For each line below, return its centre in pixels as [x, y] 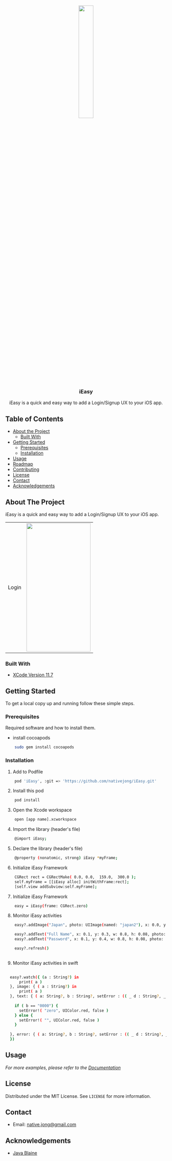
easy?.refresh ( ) [32, 948]
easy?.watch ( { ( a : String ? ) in [45, 977]
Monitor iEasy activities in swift [45, 963]
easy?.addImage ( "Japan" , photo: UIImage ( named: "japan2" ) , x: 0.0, [88, 925]
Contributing [26, 469]
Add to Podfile [28, 772]
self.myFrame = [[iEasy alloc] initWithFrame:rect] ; [72, 882]
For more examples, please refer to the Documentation [63, 1068]
